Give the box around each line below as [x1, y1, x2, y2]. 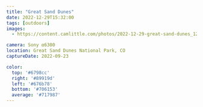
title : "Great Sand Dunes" [6, 8, 74, 15]
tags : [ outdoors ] [6, 20, 50, 26]
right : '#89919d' [11, 75, 56, 81]
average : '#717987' [11, 92, 61, 98]
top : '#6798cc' [11, 70, 50, 76]
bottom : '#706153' [11, 87, 59, 93]
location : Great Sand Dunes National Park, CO [6, 47, 126, 54]
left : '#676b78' [11, 81, 53, 87]
